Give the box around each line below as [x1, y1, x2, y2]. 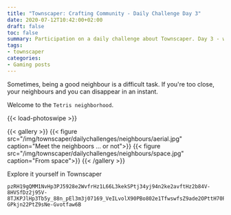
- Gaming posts [7, 61, 51, 68]
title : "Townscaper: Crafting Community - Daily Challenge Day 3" [7, 10, 201, 17]
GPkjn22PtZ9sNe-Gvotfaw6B [7, 201, 81, 208]
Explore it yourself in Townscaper [7, 170, 102, 178]
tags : [7, 42, 23, 49]
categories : [7, 55, 41, 62]
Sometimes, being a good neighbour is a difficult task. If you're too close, [7, 80, 214, 88]
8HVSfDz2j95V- [7, 189, 48, 196]
